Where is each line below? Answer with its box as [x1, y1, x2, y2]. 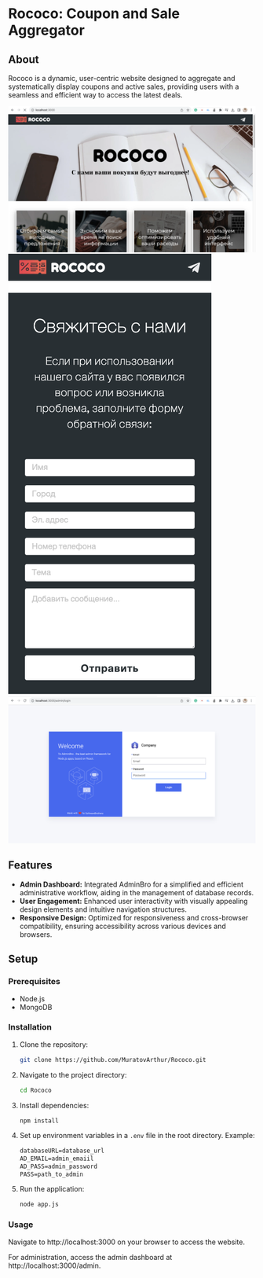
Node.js [19, 993, 46, 1003]
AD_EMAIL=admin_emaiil [19, 1155, 94, 1163]
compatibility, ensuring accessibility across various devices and [19, 921, 226, 931]
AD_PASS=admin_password [19, 1162, 98, 1171]
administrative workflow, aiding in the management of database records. [19, 887, 254, 897]
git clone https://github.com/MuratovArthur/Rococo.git [19, 1056, 206, 1063]
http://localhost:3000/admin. [8, 1261, 101, 1270]
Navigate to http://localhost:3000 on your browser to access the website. [8, 1237, 246, 1247]
